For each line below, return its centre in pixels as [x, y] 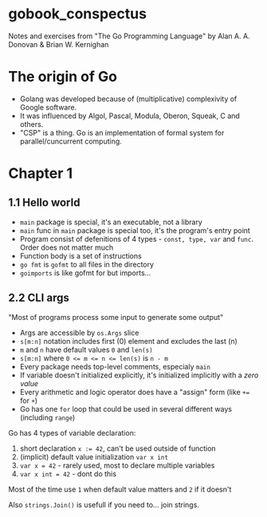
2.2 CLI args [39, 298]
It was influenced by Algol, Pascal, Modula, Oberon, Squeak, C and [130, 116]
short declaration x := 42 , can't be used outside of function [118, 448]
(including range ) [47, 417]
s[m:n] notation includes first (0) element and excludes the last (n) [128, 341]
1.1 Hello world [44, 203]
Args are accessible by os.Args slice [79, 333]
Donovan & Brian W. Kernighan [59, 44]
